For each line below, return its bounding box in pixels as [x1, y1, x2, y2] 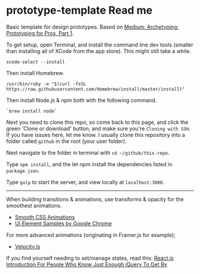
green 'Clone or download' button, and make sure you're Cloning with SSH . [6, 124, 191, 132]
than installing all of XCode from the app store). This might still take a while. [6, 47, 192, 54]
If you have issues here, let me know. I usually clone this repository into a [6, 131, 186, 138]
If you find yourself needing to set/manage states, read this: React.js [6, 254, 174, 261]
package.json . [6, 167, 40, 174]
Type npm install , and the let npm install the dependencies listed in [6, 160, 173, 167]
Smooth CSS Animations [14, 213, 76, 220]
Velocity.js [14, 242, 40, 250]
